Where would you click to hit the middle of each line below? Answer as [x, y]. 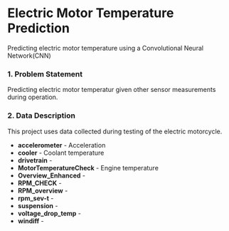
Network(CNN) [29, 56]
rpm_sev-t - [36, 198]
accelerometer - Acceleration [62, 145]
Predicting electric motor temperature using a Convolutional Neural [106, 48]
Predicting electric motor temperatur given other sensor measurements [112, 90]
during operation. [33, 97]
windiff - [31, 221]
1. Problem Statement [45, 74]
